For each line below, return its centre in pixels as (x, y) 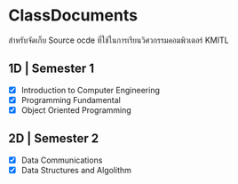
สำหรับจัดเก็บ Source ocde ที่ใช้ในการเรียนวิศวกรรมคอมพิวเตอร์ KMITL (119, 40)
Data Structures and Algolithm (76, 170)
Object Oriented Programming (76, 110)
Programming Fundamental (71, 100)
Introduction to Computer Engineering (91, 90)
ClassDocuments (73, 16)
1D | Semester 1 (52, 69)
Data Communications (62, 160)
